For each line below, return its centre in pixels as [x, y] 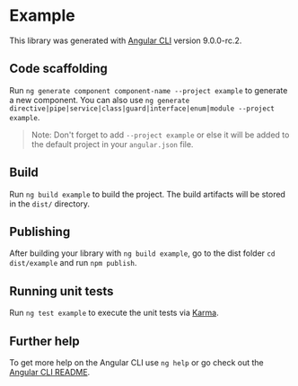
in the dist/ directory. [50, 204]
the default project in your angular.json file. [112, 144]
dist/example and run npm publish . [73, 263]
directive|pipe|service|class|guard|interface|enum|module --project [142, 109]
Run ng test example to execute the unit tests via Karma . [114, 313]
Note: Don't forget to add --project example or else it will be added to [160, 135]
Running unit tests [61, 291]
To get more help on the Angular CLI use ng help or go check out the [136, 363]
